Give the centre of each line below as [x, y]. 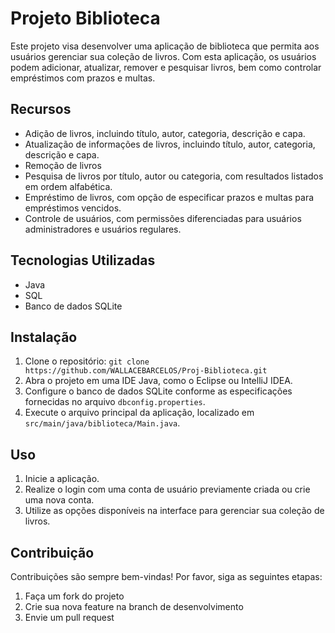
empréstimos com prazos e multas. [83, 78]
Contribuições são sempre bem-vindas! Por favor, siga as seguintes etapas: [166, 576]
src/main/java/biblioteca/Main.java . [102, 423]
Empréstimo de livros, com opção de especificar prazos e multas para [169, 197]
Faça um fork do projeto [74, 596]
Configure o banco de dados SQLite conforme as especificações [158, 391]
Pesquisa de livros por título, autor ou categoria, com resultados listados [174, 176]
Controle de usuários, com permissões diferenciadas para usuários [163, 218]
